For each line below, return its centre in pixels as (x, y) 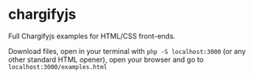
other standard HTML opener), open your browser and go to (106, 59)
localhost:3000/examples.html (58, 67)
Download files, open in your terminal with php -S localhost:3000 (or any (127, 51)
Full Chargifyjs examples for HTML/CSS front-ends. (92, 36)
